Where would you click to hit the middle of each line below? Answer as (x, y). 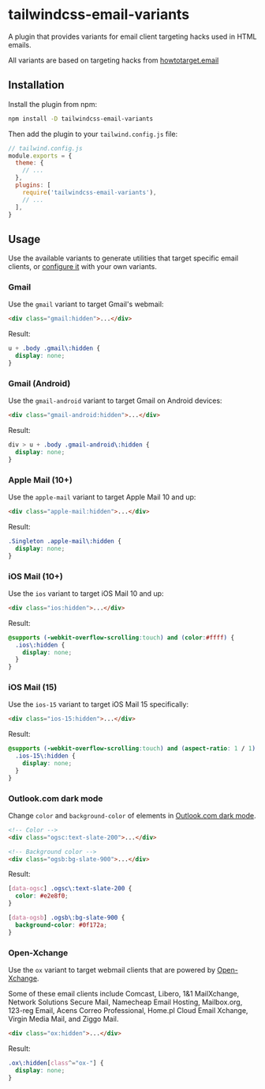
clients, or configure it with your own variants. (83, 267)
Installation (36, 85)
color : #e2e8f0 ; (42, 896)
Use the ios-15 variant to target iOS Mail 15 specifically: (99, 704)
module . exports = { (40, 156)
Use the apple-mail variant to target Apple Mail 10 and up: (102, 497)
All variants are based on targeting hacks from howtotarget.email (114, 60)
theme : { (30, 163)
